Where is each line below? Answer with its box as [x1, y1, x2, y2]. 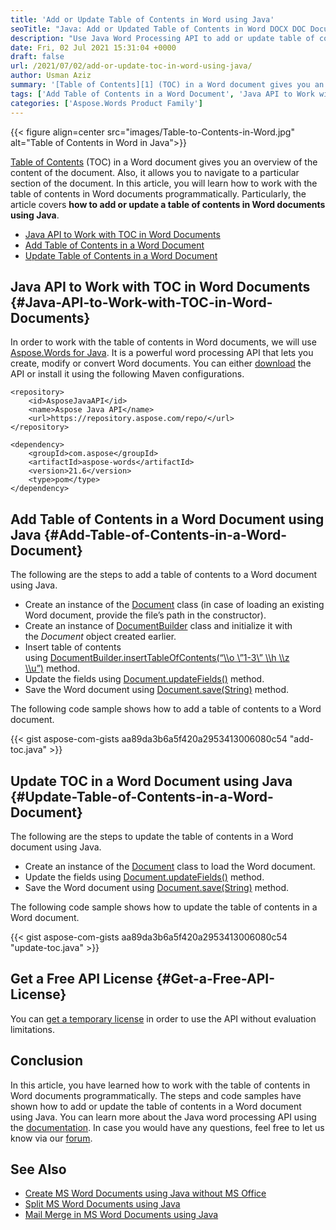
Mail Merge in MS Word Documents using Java [24, 1209, 219, 1221]
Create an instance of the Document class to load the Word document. [24, 860, 316, 872]
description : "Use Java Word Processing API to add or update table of [10, 33, 315, 43]
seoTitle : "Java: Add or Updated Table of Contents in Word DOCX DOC [10, 24, 307, 34]
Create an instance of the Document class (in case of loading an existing [24, 599, 325, 611]
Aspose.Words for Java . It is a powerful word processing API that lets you [10, 347, 314, 359]
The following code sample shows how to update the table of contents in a [10, 901, 318, 913]
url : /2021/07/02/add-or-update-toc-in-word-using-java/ [10, 61, 253, 71]
